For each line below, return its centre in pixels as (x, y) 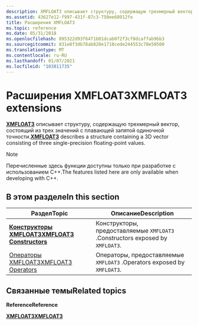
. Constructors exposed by (132, 238)
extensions (34, 108)
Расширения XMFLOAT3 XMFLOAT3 (97, 95)
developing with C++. (32, 178)
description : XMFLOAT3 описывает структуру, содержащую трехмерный (91, 11)
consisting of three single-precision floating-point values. (76, 143)
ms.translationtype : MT (35, 50)
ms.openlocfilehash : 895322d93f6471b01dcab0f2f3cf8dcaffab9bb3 (85, 39)
